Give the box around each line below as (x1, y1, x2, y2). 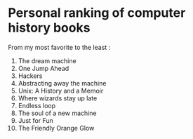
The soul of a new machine (18, 109, 97, 117)
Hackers (18, 72, 43, 80)
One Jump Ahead (18, 64, 69, 72)
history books (8, 20, 91, 36)
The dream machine (18, 56, 76, 65)
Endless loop (18, 101, 56, 110)
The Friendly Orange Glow (18, 124, 95, 132)
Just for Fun (18, 116, 53, 124)
